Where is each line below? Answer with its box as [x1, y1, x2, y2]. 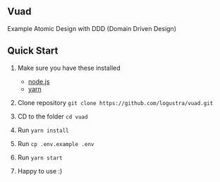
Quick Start [7, 45, 59, 57]
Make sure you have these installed [17, 63, 121, 72]
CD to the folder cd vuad [17, 112, 88, 121]
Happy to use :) [17, 166, 63, 175]
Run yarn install [17, 126, 69, 134]
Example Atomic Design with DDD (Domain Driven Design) [7, 24, 176, 32]
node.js [28, 77, 50, 85]
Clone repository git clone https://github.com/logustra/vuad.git [17, 98, 214, 107]
